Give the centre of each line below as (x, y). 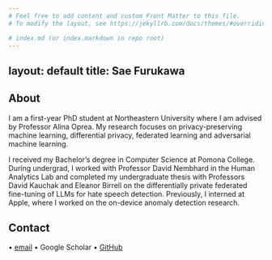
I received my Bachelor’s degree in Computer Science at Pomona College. (132, 160)
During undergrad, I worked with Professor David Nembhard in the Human (132, 168)
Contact (29, 228)
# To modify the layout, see (57, 23)
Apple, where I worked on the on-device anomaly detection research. (124, 202)
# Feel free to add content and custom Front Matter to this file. (125, 16)
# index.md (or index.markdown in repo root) (86, 38)
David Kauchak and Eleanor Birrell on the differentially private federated (128, 185)
